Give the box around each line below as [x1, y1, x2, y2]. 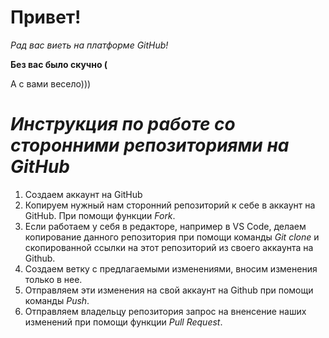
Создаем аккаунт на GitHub [24, 188, 143, 200]
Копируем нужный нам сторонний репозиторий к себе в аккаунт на [24, 199, 316, 211]
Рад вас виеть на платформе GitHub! [10, 39, 169, 51]
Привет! [10, 6, 82, 29]
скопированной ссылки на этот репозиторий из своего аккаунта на [24, 241, 314, 253]
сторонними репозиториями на [10, 134, 290, 157]
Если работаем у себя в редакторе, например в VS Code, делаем [24, 220, 307, 232]
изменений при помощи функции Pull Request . [24, 316, 223, 328]
